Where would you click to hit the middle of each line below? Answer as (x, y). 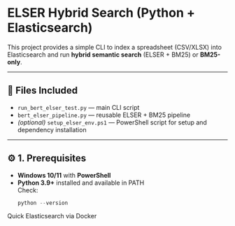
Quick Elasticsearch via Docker (52, 216)
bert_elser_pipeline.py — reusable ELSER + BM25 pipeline (104, 115)
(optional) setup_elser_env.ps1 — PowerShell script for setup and (112, 122)
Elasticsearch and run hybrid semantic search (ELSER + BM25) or (103, 55)
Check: (28, 190)
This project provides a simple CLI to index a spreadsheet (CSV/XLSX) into (115, 47)
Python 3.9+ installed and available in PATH (81, 183)
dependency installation (52, 129)
